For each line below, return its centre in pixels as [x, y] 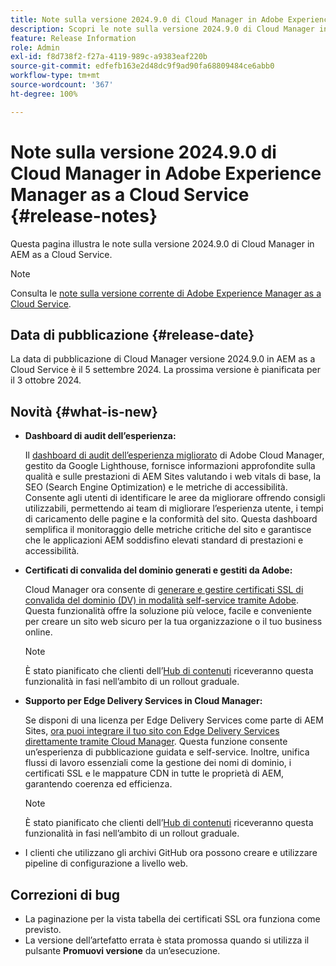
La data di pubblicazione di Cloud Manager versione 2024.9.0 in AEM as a [163, 359]
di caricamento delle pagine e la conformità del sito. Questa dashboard [171, 519]
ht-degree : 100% [44, 94]
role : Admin [35, 47]
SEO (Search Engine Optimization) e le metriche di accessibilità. [156, 487]
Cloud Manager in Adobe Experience [166, 173]
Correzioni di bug [65, 894]
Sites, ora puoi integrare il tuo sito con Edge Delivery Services [152, 731]
